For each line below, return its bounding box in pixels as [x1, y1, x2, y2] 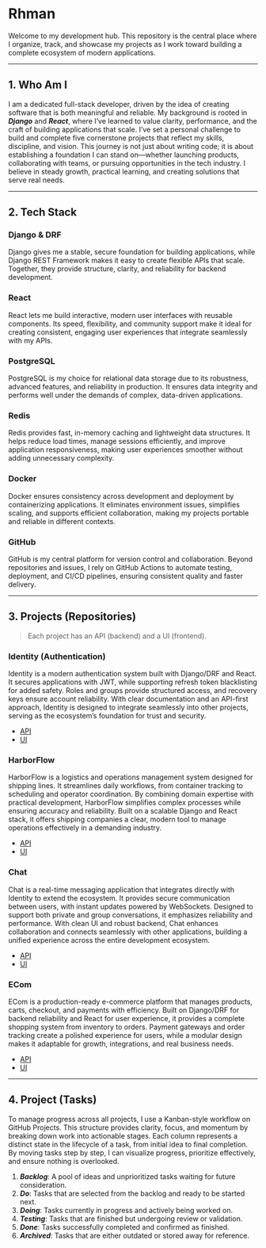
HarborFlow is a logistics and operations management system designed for [8, 772, 253, 782]
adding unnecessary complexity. [8, 454, 115, 463]
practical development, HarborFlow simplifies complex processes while [8, 798, 241, 807]
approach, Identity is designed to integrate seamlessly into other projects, [8, 702, 249, 712]
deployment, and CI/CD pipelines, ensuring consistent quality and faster [8, 571, 243, 580]
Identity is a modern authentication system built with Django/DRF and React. [8, 669, 257, 679]
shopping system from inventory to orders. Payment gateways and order [8, 1022, 245, 1032]
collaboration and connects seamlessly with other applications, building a [8, 927, 248, 936]
